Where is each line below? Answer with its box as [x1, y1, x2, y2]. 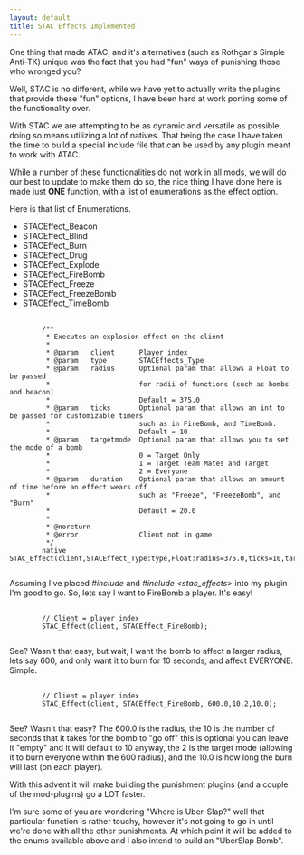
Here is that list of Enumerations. [9, 203, 131, 214]
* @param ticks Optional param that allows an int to [45, 404, 285, 413]
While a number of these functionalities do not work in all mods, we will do [9, 166, 287, 177]
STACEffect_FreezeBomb [22, 288, 117, 299]
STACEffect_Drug [22, 250, 88, 261]
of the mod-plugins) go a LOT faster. [9, 788, 146, 799]
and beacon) [9, 387, 54, 396]
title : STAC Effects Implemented [9, 22, 136, 31]
